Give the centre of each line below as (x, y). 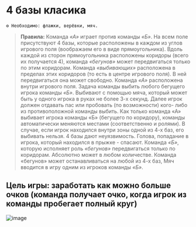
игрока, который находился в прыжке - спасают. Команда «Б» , (100, 142)
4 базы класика (46, 10)
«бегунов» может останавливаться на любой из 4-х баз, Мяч (97, 161)
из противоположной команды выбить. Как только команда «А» (101, 111)
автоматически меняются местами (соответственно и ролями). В (103, 123)
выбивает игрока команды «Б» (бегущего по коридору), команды (103, 117)
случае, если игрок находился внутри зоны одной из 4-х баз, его (102, 130)
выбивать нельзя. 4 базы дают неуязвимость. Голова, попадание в (104, 136)
